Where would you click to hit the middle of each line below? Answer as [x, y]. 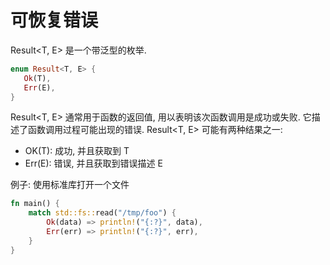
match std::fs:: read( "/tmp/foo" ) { [102, 213]
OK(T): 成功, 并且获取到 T [77, 151]
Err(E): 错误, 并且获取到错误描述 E [93, 163]
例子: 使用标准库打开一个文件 [70, 185]
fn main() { [35, 204]
